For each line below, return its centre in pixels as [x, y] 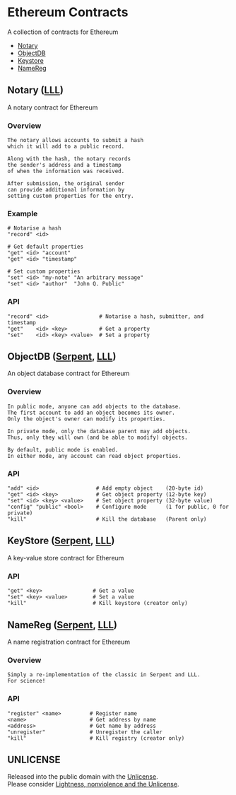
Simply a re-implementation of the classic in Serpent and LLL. [104, 675]
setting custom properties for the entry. [71, 196]
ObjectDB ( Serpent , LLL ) [62, 357]
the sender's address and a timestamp [64, 165]
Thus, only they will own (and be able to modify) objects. [98, 437]
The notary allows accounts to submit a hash [75, 141]
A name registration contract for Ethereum [69, 642]
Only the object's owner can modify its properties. [87, 419]
